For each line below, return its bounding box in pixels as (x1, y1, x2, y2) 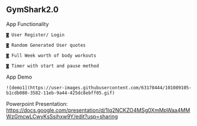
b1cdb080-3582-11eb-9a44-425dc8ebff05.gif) (6, 90, 115, 96)
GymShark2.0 (6, 5, 59, 15)
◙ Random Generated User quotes (6, 42, 86, 48)
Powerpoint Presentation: (6, 100, 68, 107)
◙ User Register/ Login (6, 32, 65, 38)
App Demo (6, 73, 33, 80)
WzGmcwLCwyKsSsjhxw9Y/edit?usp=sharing (6, 112, 118, 120)
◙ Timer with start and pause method (6, 63, 99, 69)
